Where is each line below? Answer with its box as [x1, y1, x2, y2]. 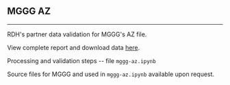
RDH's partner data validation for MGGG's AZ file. [7, 30, 147, 38]
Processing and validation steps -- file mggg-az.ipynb [7, 56, 156, 64]
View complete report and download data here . [7, 43, 140, 51]
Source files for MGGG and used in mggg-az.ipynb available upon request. [7, 70, 214, 78]
